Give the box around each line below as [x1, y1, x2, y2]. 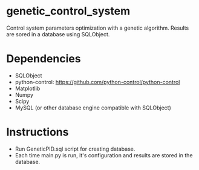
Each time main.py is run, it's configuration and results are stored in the [15, 151, 193, 159]
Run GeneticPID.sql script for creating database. [15, 145, 135, 152]
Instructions [6, 125, 69, 139]
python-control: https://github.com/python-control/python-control [15, 78, 180, 85]
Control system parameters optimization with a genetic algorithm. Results [6, 24, 189, 31]
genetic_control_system [6, 4, 131, 18]
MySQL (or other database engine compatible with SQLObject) [15, 104, 171, 111]
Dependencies [6, 52, 81, 66]
